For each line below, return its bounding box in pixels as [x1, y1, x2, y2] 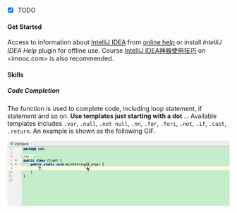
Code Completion [7, 86, 60, 95]
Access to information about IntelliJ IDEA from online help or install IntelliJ [7, 38, 222, 46]
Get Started [7, 22, 42, 31]
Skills [7, 70, 24, 79]
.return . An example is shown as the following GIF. [7, 127, 156, 135]
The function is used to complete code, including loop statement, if [7, 104, 202, 112]
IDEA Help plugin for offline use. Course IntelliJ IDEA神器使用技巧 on [7, 46, 206, 55]
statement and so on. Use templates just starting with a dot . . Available [7, 112, 217, 120]
